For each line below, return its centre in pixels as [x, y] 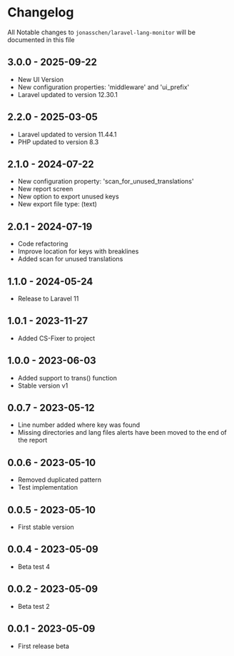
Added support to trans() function [67, 378]
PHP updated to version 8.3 [58, 142]
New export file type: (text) [57, 204]
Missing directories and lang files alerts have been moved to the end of [122, 433]
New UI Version [41, 79]
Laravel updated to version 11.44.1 [67, 134]
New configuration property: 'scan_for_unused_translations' [106, 181]
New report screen [45, 189]
